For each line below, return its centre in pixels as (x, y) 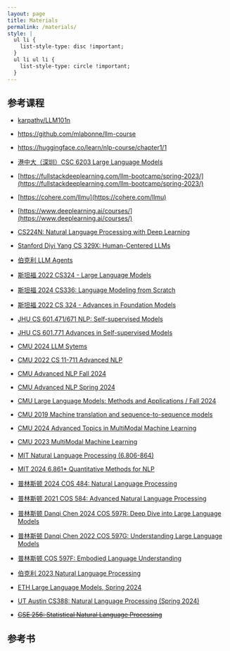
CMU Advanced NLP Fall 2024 (62, 374)
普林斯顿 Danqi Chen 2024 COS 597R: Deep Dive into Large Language (119, 514)
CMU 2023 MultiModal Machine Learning (77, 442)
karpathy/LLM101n (44, 120)
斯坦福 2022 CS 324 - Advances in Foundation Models (97, 305)
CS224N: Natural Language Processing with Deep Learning (103, 232)
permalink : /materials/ (42, 27)
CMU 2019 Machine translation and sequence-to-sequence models (115, 415)
